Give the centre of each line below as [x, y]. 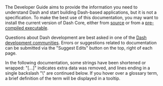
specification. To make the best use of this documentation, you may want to [82, 17]
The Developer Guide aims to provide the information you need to [71, 7]
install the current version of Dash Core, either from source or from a [75, 23]
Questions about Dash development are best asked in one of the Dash [76, 37]
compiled [14, 28]
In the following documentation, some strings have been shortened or [76, 63]
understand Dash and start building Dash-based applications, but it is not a [81, 12]
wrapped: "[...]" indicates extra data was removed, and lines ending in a [78, 68]
